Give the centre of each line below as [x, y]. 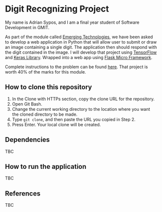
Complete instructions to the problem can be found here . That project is [77, 67]
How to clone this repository [49, 87]
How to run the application [46, 166]
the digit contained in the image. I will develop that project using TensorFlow [81, 52]
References [23, 193]
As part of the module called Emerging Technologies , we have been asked [79, 37]
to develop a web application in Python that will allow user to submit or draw [81, 42]
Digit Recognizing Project [57, 9]
